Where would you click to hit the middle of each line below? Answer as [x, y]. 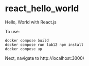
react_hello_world [42, 9]
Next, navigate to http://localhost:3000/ [44, 58]
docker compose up [24, 49]
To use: [13, 31]
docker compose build [27, 40]
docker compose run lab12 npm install [44, 44]
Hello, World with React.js [31, 22]
